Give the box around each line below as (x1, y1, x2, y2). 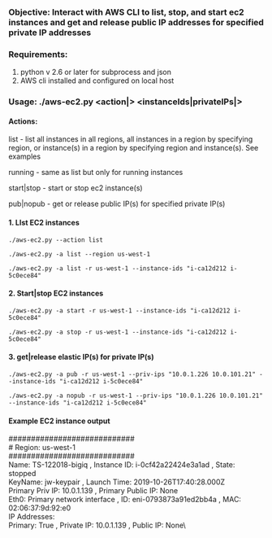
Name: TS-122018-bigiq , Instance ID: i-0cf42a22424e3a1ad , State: (8, 460, 235, 470)
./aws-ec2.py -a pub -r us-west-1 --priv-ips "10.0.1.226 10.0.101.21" (8, 370, 256, 378)
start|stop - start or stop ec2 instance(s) (8, 183, 144, 193)
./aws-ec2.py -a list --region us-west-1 (8, 250, 151, 258)
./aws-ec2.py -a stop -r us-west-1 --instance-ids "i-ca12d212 (8, 328, 227, 336)
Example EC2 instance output (8, 416, 111, 426)
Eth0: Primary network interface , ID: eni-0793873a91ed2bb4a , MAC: (8, 495, 242, 505)
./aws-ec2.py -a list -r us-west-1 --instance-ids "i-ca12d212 (8, 264, 227, 273)
